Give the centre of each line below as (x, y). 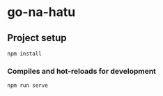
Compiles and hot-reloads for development (82, 71)
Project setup (37, 38)
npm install (24, 54)
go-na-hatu (41, 12)
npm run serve (28, 86)
